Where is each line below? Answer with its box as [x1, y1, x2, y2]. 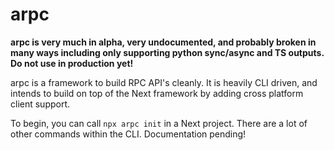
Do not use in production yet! [10, 57, 134, 69]
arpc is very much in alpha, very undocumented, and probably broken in [10, 36, 317, 48]
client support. [10, 98, 71, 110]
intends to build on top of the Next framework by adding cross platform [10, 87, 304, 99]
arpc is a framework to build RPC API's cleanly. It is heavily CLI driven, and [10, 76, 318, 88]
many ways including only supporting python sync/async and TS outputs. [10, 46, 325, 58]
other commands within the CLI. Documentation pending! [10, 128, 247, 140]
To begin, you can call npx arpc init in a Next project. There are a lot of [10, 117, 308, 129]
